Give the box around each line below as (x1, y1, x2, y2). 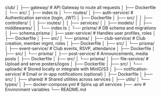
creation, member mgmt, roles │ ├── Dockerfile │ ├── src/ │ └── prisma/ (5, 41, 155, 46)
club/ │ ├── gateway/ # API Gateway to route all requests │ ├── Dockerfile (5, 5, 156, 10)
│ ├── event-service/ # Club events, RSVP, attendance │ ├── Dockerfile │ (5, 46, 155, 51)
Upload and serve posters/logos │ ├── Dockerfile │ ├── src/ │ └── (5, 61, 142, 67)
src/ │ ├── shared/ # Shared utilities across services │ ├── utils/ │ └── (5, 76, 150, 82)
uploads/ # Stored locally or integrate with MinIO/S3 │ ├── (5, 66, 123, 72)
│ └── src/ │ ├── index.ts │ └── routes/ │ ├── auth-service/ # (5, 10, 133, 15)
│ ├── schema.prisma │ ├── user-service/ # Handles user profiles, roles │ (5, 30, 156, 36)
